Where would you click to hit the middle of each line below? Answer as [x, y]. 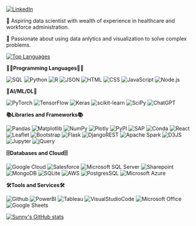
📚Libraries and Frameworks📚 [45, 114]
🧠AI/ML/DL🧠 [22, 91]
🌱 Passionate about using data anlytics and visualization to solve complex [97, 38]
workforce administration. [38, 27]
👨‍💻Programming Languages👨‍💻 [45, 68]
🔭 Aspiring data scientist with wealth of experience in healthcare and [91, 21]
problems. [18, 45]
